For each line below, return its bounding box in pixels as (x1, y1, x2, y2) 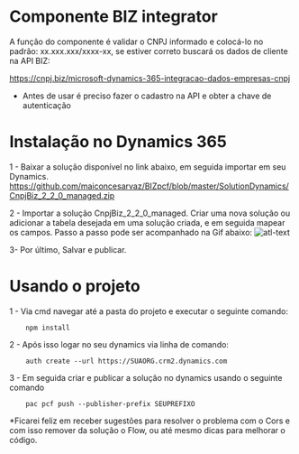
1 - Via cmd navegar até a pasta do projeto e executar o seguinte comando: (9, 305, 288, 317)
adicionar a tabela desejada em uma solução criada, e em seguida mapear (9, 217, 285, 227)
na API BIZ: (9, 55, 51, 66)
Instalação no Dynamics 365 (9, 132, 227, 153)
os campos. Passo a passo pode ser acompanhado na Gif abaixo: (9, 227, 253, 237)
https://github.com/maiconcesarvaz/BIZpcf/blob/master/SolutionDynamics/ (9, 181, 290, 191)
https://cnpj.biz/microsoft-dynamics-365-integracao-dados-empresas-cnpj (9, 72, 291, 83)
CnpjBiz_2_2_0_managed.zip (9, 190, 115, 200)
